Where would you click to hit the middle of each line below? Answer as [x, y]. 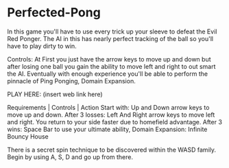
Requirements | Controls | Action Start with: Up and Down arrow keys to [108, 107]
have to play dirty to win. [42, 46]
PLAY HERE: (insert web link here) [55, 94]
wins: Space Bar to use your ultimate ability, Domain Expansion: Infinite [107, 129]
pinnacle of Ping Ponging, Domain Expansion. [71, 81]
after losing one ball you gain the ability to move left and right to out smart [111, 66]
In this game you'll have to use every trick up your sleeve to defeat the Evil [112, 31]
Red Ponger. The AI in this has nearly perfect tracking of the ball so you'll [110, 38]
